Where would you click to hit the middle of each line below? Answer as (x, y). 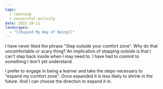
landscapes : (17, 28)
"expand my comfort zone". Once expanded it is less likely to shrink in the (79, 76)
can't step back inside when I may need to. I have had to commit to (72, 56)
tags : (10, 9)
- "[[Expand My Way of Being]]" (42, 32)
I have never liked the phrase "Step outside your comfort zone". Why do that (81, 46)
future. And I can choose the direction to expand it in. (58, 81)
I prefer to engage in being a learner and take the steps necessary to (74, 71)
